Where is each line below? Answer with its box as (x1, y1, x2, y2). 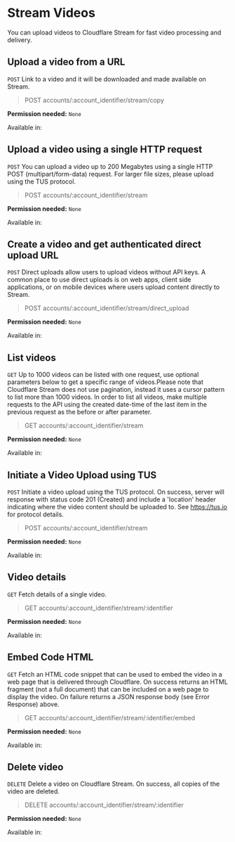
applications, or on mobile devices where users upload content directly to (7, 283, 220, 291)
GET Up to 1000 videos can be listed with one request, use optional (7, 371, 199, 379)
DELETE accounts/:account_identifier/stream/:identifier (24, 800, 184, 810)
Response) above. (7, 700, 60, 708)
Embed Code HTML (7, 651, 94, 663)
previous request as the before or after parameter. (7, 408, 152, 416)
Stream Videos (7, 5, 96, 21)
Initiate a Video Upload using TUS (7, 469, 157, 481)
